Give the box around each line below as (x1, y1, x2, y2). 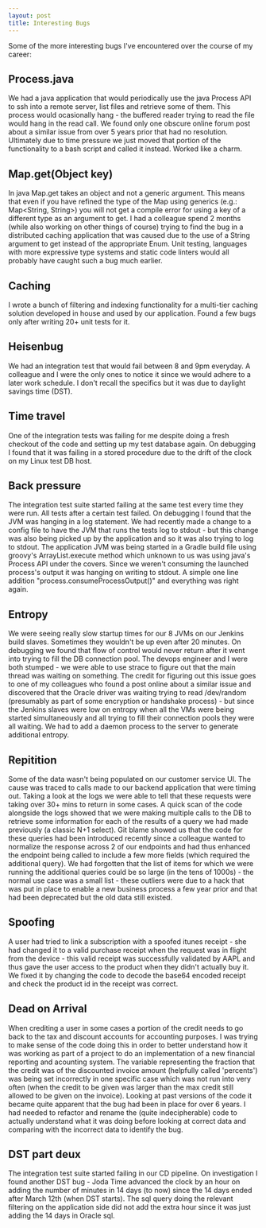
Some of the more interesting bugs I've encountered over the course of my (8, 41, 253, 50)
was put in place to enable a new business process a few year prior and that (8, 884, 258, 893)
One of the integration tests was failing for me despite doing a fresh (8, 430, 229, 440)
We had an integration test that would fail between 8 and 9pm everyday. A (8, 361, 251, 371)
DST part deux (8, 1148, 82, 1161)
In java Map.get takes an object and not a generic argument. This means (8, 188, 245, 198)
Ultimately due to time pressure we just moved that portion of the (8, 136, 222, 146)
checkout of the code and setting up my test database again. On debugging (8, 439, 256, 449)
